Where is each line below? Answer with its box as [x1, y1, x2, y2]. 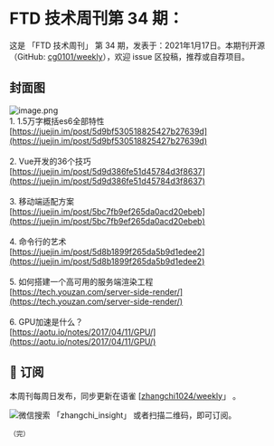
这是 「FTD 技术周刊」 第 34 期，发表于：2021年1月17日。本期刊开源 [9, 40, 265, 51]
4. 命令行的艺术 [9, 236, 67, 247]
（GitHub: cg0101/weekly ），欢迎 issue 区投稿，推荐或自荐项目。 [9, 51, 250, 62]
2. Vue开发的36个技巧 [9, 156, 91, 166]
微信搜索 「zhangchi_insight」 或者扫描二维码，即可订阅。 [18, 409, 237, 421]
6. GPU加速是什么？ [9, 316, 83, 327]
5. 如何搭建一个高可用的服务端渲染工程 [9, 276, 154, 287]
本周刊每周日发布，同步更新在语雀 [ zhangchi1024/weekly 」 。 [9, 390, 241, 401]
